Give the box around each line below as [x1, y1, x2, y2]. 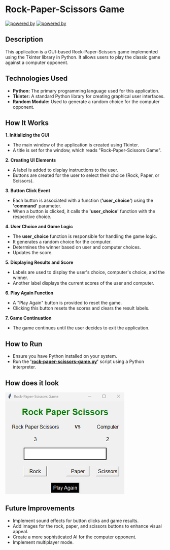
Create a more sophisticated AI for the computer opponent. [12, 534, 137, 540]
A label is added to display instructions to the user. [12, 167, 118, 173]
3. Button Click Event [5, 188, 51, 194]
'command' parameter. [12, 203, 62, 209]
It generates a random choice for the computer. [12, 239, 112, 245]
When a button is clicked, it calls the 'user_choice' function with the [12, 208, 156, 215]
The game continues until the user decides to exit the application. [12, 325, 150, 331]
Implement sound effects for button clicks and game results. [12, 517, 139, 524]
